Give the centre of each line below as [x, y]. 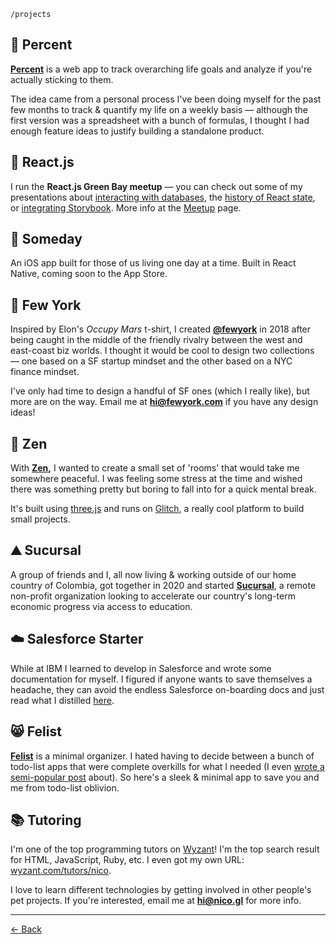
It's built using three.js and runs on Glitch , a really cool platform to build [157, 509]
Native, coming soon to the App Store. [89, 274]
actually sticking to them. [62, 79]
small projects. [40, 519]
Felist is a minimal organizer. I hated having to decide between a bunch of [162, 756]
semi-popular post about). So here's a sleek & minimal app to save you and [165, 777]
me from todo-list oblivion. [65, 787]
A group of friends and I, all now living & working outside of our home [153, 574]
